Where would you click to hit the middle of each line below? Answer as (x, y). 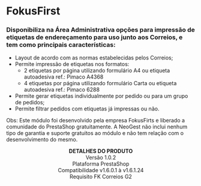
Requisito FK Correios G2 (101, 177)
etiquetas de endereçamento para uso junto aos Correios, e (94, 37)
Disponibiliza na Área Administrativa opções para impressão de (100, 30)
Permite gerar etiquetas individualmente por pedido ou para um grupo (101, 96)
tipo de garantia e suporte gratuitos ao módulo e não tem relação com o (95, 133)
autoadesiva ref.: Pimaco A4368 (64, 77)
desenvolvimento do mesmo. (42, 140)
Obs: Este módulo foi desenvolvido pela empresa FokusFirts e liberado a (95, 121)
